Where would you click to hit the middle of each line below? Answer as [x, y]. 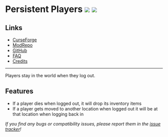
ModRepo [22, 45]
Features [19, 91]
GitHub [20, 50]
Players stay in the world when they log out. [50, 76]
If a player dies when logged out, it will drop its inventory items [77, 103]
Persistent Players [44, 9]
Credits [20, 61]
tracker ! [13, 129]
